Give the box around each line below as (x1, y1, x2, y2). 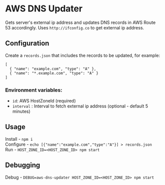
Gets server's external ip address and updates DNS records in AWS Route (5, 19, 156, 25)
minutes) (12, 108, 31, 114)
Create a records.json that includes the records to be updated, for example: (5, 52, 160, 58)
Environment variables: (5, 87, 63, 93)
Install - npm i (5, 136, 33, 142)
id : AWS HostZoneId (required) (12, 98, 76, 104)
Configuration (5, 39, 50, 48)
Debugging (5, 161, 41, 170)
